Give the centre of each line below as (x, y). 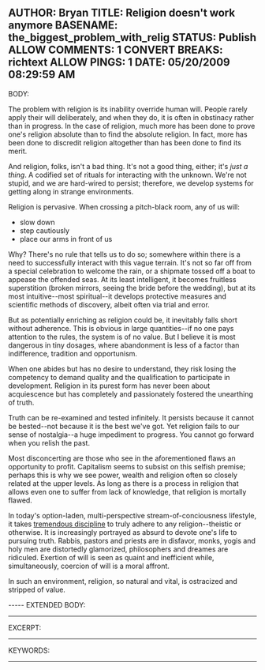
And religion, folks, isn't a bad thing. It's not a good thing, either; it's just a (128, 166)
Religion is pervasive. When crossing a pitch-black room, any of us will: (124, 207)
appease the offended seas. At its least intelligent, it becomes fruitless (122, 279)
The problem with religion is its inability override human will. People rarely (128, 109)
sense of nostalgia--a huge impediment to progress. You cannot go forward (131, 435)
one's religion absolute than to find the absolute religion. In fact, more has (128, 134)
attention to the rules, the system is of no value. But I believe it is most (122, 337)
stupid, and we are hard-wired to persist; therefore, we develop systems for (131, 183)
